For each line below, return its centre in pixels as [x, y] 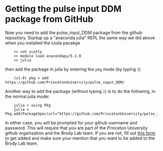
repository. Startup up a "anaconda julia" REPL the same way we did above [80, 38]
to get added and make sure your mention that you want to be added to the [80, 138]
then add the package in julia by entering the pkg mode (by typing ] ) [73, 69]
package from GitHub [49, 19]
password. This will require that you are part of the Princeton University [76, 128]
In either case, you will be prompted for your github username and [71, 122]
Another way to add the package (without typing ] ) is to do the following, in [80, 91]
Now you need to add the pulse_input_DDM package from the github [73, 32]
